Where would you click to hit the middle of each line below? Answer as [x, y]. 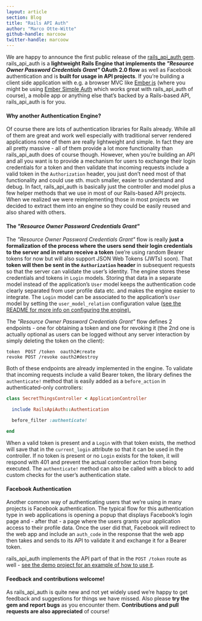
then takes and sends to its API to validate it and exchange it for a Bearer [96, 541]
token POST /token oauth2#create [51, 352]
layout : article [27, 12]
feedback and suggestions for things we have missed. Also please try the [98, 599]
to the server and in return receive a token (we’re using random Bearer [95, 252]
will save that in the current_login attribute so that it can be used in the [95, 449]
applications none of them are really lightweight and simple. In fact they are [100, 142]
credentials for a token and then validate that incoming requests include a [97, 168]
